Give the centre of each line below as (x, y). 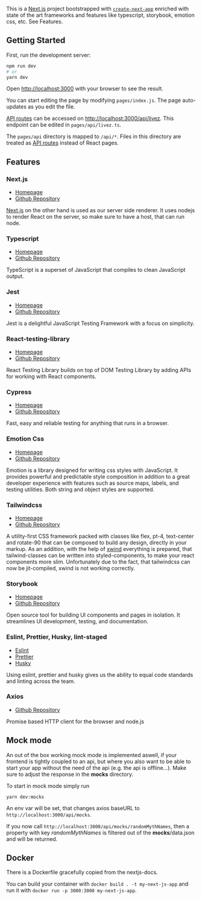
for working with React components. (51, 377)
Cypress (19, 392)
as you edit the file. (52, 107)
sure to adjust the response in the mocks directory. (70, 774)
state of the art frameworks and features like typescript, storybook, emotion (100, 15)
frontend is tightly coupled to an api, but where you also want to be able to (99, 761)
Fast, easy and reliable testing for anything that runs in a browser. (87, 423)
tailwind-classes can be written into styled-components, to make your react (100, 555)
